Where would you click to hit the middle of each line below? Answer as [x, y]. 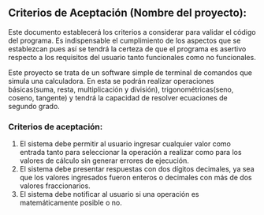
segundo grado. [34, 106]
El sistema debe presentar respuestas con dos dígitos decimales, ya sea [137, 169]
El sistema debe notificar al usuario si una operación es [109, 194]
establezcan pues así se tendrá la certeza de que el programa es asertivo [127, 49]
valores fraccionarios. [55, 186]
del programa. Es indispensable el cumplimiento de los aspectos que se [125, 40]
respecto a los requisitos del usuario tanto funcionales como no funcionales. [132, 57]
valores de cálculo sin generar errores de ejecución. [104, 160]
